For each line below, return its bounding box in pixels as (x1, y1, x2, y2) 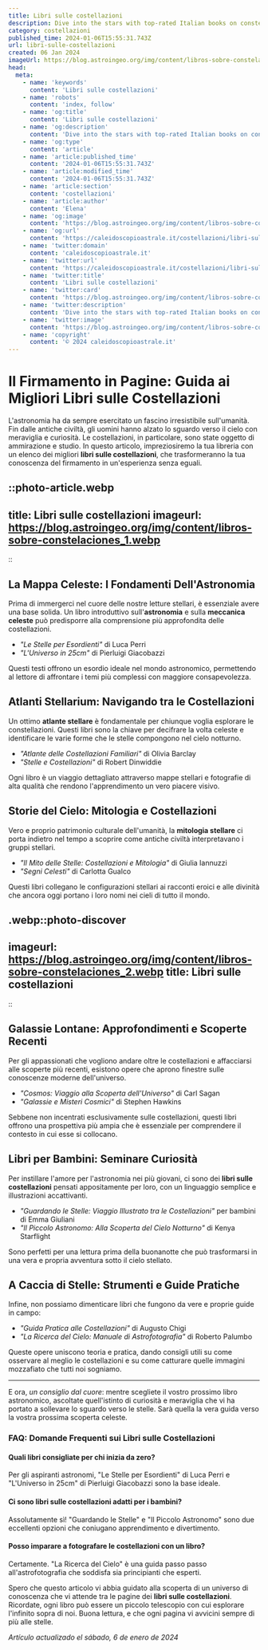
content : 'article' (29, 145, 94, 153)
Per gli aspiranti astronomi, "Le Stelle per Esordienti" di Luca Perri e (8, 1470, 231, 1480)
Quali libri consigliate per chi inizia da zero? (8, 1452, 156, 1462)
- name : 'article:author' (22, 197, 109, 205)
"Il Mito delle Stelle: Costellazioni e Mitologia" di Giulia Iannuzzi (19, 858, 227, 867)
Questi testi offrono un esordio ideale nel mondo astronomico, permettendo (8, 664, 257, 673)
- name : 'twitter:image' (22, 316, 105, 324)
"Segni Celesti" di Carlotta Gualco (19, 866, 132, 876)
